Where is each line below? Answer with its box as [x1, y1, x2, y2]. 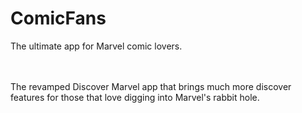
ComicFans [10, 7, 107, 30]
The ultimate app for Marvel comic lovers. [10, 40, 183, 52]
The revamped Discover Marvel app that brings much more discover [10, 80, 292, 92]
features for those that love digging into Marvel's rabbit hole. [10, 91, 260, 103]
